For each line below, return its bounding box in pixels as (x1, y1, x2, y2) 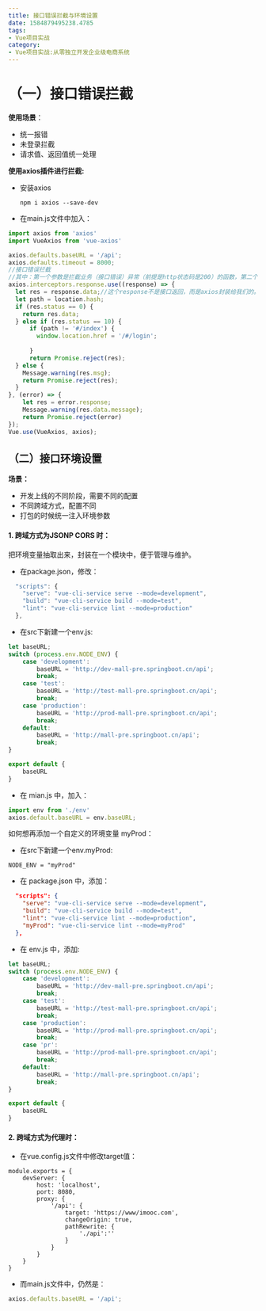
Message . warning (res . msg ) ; (22, 369, 112, 377)
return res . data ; (22, 310, 80, 318)
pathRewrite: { (64, 1223, 115, 1231)
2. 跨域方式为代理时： (8, 1132, 79, 1141)
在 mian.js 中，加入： (19, 790, 89, 800)
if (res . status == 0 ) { (15, 303, 93, 311)
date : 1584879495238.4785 (8, 19, 93, 27)
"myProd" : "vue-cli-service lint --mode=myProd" (22, 921, 186, 929)
